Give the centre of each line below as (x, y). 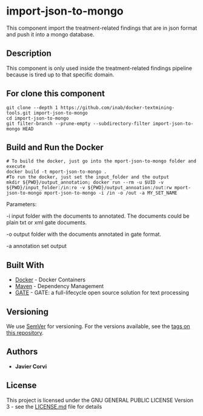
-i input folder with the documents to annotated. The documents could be (98, 216)
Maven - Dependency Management (59, 286)
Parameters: (22, 204)
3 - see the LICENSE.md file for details (54, 406)
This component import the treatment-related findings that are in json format (102, 28)
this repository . (25, 333)
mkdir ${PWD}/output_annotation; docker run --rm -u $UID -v (85, 183)
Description (29, 54)
